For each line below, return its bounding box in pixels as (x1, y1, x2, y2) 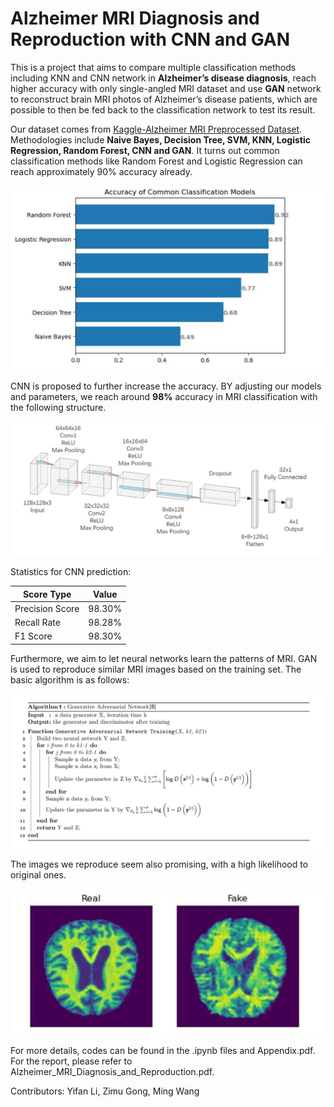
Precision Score (14, 602, 80, 614)
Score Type (22, 588, 72, 600)
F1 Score (14, 630, 53, 642)
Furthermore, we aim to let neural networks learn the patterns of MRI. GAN (10, 652, 318, 664)
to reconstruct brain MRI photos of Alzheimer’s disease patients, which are (10, 93, 318, 105)
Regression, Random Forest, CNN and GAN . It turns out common (10, 144, 280, 156)
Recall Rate (14, 617, 61, 629)
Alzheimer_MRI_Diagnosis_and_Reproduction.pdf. (10, 1066, 215, 1078)
